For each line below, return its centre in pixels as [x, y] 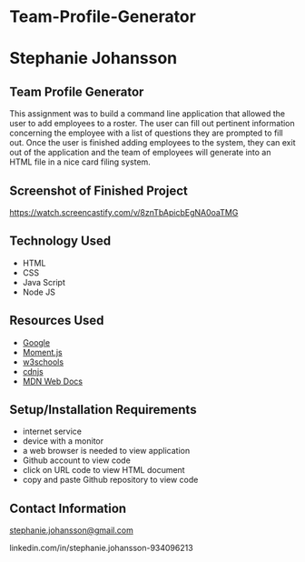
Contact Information [68, 508]
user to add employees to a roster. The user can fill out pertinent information [152, 124]
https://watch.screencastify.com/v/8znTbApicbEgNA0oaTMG [124, 212]
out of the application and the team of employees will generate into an [140, 153]
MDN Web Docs [53, 381]
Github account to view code [77, 460]
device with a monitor [63, 441]
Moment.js [42, 352]
